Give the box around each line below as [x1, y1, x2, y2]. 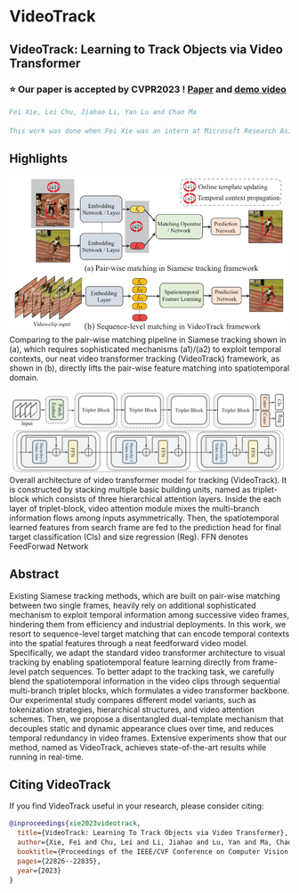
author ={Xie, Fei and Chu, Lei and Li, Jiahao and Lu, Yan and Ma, [17, 838, 273, 848]
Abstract [9, 567, 60, 582]
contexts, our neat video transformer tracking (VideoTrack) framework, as [9, 354, 280, 365]
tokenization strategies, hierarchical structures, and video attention [9, 704, 255, 715]
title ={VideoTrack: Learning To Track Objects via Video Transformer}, [17, 829, 289, 838]
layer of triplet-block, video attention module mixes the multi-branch [9, 503, 260, 513]
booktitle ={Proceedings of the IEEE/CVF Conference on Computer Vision [17, 847, 289, 856]
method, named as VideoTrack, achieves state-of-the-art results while [9, 741, 267, 752]
